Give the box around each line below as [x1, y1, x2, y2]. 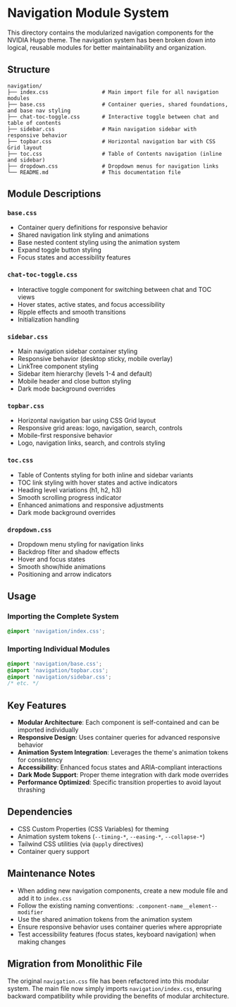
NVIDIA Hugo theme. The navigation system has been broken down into [7, 35, 216, 44]
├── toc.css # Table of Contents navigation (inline [7, 150, 222, 157]
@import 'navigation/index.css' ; [7, 628, 106, 635]
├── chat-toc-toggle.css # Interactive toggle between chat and [7, 113, 219, 121]
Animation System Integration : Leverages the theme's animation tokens [17, 748, 229, 757]
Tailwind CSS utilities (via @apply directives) [17, 839, 144, 848]
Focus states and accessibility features [17, 253, 131, 262]
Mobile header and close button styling [17, 377, 132, 386]
